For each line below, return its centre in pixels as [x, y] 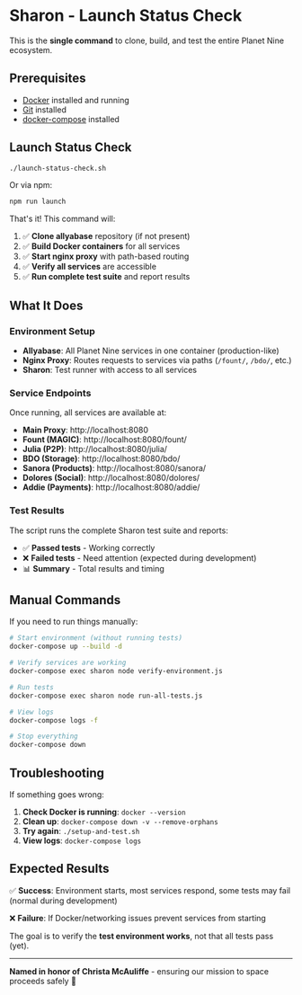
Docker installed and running [76, 100]
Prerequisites [48, 79]
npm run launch [38, 202]
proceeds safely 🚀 [43, 981]
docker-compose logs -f [54, 720]
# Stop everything [44, 737]
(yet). [19, 946]
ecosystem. [31, 49]
